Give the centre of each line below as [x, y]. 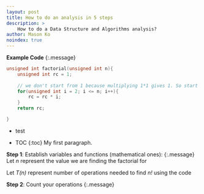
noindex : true [24, 40]
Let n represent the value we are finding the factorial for [77, 161]
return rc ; [31, 108]
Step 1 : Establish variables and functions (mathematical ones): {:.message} [100, 154]
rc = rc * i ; [45, 97]
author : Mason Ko [28, 35]
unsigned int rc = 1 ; [45, 74]
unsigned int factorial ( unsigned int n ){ [60, 69]
